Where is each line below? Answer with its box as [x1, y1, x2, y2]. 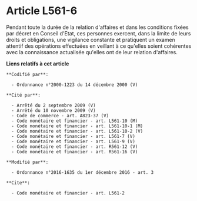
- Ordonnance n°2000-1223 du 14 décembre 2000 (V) [11, 81, 138, 88]
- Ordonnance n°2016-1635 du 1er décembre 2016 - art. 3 [11, 169, 154, 175]
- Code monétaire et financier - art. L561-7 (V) [11, 133, 135, 139]
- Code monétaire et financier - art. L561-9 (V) [11, 139, 135, 144]
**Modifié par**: [6, 159, 49, 165]
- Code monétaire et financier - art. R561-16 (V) [11, 149, 138, 154]
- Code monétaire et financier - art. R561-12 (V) [11, 143, 138, 150]
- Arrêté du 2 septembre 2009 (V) [11, 102, 96, 108]
